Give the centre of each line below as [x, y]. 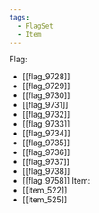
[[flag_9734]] [46, 134]
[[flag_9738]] [46, 171]
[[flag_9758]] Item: [56, 181]
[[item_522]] [45, 190]
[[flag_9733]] [46, 124]
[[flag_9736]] [46, 152]
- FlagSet [35, 26]
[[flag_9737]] [45, 162]
